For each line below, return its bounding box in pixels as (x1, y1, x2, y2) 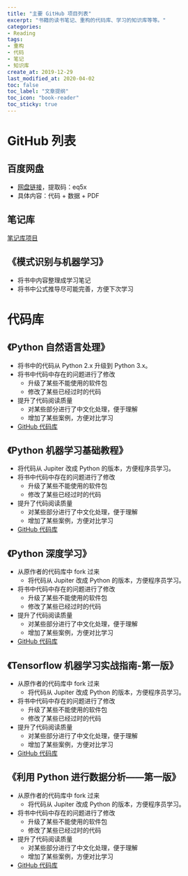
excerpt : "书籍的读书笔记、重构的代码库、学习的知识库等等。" (7, 17, 166, 24)
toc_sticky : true (7, 101, 58, 108)
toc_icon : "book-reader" (7, 95, 79, 102)
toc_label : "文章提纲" (7, 88, 69, 95)
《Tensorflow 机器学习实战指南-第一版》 (7, 659, 179, 671)
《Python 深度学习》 (7, 548, 92, 560)
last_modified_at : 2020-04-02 (7, 75, 95, 82)
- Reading (7, 29, 36, 37)
